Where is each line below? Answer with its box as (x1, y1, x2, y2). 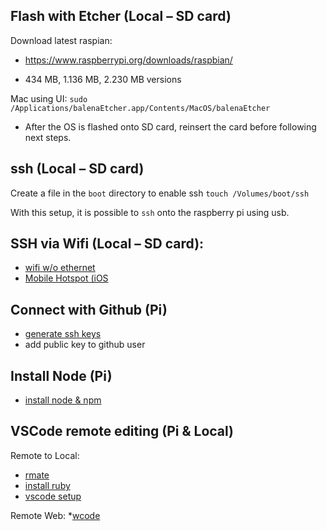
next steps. (24, 131, 72, 143)
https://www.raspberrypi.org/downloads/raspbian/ (24, 54, 233, 66)
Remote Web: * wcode (10, 509, 101, 521)
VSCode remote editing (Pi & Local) (10, 423, 235, 440)
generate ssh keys (24, 328, 102, 340)
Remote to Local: (10, 449, 80, 461)
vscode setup (24, 490, 82, 502)
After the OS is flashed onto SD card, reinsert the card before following (24, 120, 317, 133)
